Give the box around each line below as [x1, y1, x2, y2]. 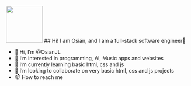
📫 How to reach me [14, 74, 63, 81]
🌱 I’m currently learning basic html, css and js [14, 61, 124, 68]
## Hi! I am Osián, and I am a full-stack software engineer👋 [43, 37, 186, 44]
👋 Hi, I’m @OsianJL [14, 49, 61, 55]
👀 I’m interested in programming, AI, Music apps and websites [14, 55, 164, 61]
